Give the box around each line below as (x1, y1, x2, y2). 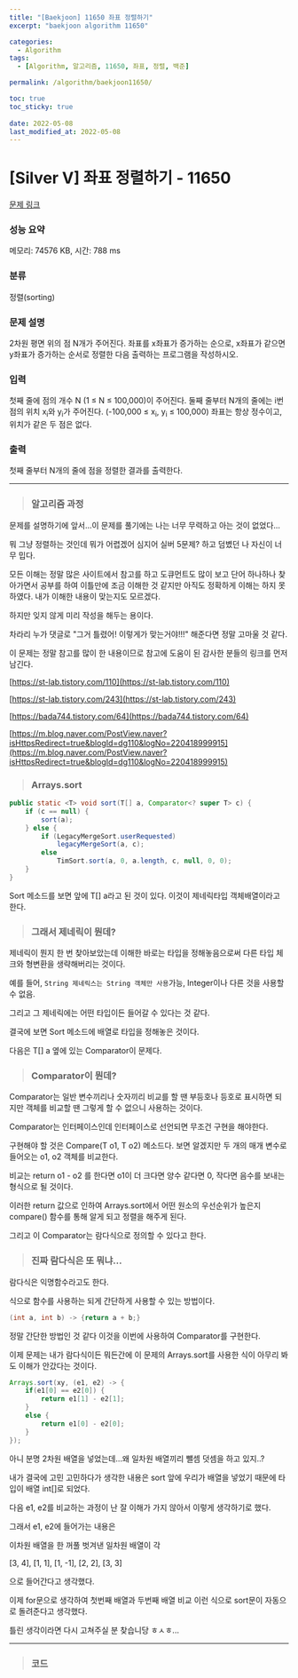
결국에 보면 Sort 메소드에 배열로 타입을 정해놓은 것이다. (9, 1027, 200, 1038)
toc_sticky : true (9, 102, 74, 111)
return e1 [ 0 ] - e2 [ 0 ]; (41, 1419, 125, 1428)
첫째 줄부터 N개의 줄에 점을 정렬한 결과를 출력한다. (9, 465, 184, 476)
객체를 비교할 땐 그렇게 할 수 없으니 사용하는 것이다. (25, 1102, 203, 1113)
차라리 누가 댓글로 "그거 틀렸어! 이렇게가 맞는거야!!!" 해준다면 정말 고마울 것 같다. (9, 628, 288, 640)
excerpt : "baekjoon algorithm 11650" (9, 21, 149, 30)
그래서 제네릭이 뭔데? (30, 926, 117, 938)
